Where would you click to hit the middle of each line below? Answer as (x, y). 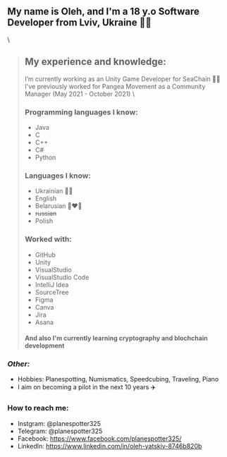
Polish (44, 221)
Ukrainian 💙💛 (54, 191)
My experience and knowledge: (96, 62)
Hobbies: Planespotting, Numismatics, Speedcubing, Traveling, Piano (118, 379)
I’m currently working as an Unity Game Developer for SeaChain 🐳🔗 (122, 79)
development (44, 346)
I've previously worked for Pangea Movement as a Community (115, 86)
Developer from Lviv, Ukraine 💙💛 (79, 23)
